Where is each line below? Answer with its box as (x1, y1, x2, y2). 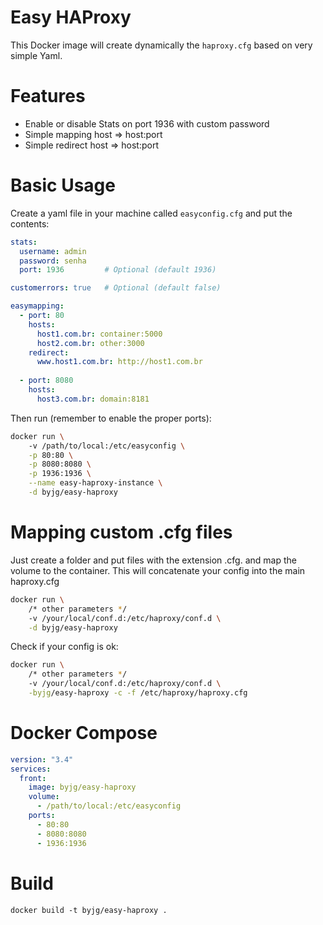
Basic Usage (10, 174, 116, 197)
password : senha (19, 256, 87, 266)
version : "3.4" (10, 754, 74, 765)
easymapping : (10, 301, 65, 311)
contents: (10, 217, 50, 230)
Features (10, 85, 86, 108)
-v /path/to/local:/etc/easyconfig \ (28, 441, 186, 451)
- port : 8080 (19, 376, 74, 386)
